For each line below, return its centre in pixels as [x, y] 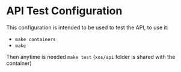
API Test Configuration [64, 11]
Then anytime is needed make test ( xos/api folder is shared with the [91, 57]
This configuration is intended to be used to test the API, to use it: [87, 27]
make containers [35, 39]
